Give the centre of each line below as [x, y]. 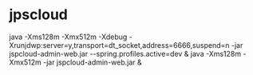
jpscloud [39, 15]
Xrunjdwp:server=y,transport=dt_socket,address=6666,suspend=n [119, 45]
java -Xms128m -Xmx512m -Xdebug [68, 37]
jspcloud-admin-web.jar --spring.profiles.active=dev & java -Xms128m [125, 53]
